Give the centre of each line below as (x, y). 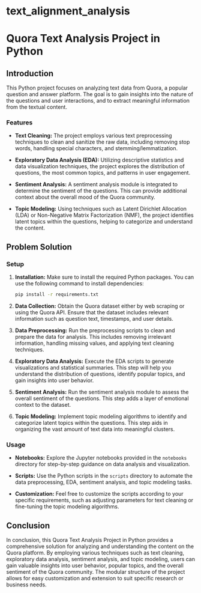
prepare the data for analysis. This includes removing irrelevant (93, 337)
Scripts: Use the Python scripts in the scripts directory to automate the (104, 476)
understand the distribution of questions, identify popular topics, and (100, 374)
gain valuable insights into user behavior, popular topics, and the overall (95, 565)
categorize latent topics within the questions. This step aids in (91, 423)
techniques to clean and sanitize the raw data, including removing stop (102, 142)
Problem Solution (39, 247)
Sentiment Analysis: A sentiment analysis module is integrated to (96, 184)
